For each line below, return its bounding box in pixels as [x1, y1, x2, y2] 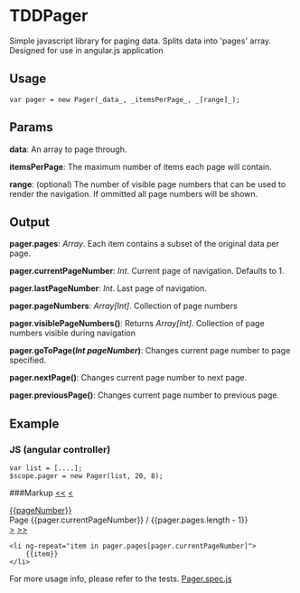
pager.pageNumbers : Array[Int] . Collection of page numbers [9, 300, 238, 312]
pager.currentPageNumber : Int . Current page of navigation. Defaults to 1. [9, 266, 285, 277]
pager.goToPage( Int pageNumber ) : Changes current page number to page [9, 345, 291, 356]
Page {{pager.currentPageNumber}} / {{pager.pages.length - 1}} [9, 514, 248, 525]
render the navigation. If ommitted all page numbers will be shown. [9, 188, 258, 199]
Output [9, 214, 50, 230]
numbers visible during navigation [9, 327, 136, 339]
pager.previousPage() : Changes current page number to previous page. [9, 390, 280, 400]
